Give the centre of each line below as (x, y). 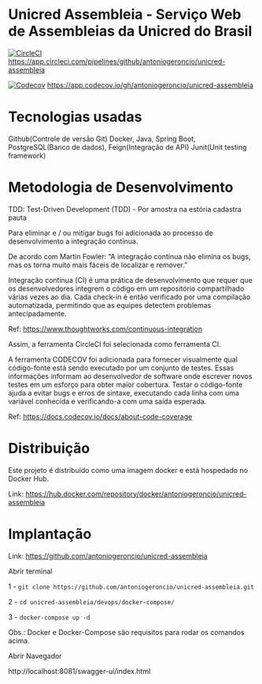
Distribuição (49, 448)
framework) (27, 155)
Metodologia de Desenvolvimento (121, 188)
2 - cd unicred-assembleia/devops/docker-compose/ (91, 601)
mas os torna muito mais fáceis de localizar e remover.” (98, 265)
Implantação (50, 534)
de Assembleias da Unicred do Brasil (130, 31)
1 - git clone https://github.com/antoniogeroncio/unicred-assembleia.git (131, 586)
